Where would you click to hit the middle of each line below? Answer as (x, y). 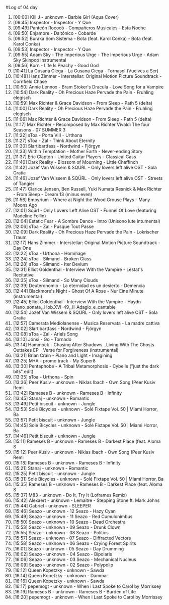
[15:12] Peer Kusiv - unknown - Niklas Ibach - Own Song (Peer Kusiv (84, 452)
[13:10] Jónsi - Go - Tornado (42, 339)
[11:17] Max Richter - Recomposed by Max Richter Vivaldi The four (81, 124)
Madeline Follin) (29, 216)
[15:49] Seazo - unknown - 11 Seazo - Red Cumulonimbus (73, 517)
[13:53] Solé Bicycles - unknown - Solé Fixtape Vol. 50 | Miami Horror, (85, 409)
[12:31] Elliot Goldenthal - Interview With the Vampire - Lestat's (78, 269)
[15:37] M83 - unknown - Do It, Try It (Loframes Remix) (70, 495)
